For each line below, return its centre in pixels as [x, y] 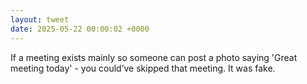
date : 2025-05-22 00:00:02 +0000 [80, 29]
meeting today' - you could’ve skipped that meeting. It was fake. [143, 68]
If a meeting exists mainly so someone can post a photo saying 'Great [154, 57]
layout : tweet [40, 19]
